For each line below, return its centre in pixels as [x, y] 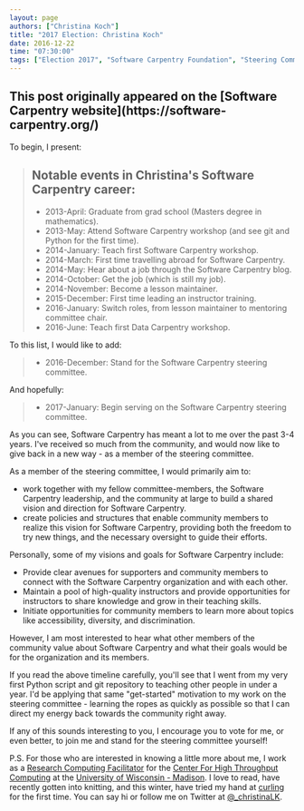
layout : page [34, 18]
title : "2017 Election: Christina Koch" [87, 34]
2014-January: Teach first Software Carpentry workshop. [152, 249]
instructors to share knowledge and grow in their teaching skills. [142, 601]
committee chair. [76, 318]
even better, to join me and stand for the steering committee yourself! [139, 740]
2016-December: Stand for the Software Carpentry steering [156, 362]
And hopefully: [37, 389]
